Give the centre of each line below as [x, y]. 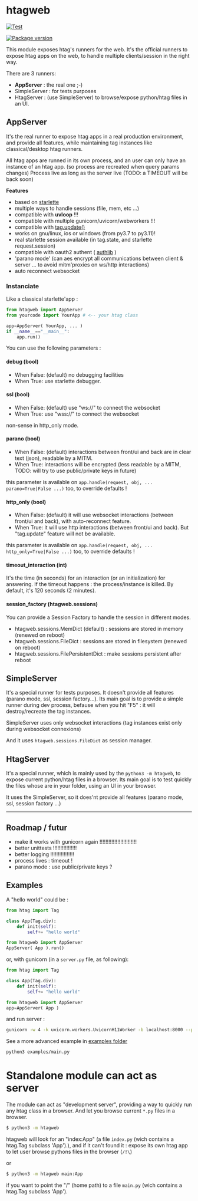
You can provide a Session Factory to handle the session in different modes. [99, 617]
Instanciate [23, 286]
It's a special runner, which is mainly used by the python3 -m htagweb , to [93, 774]
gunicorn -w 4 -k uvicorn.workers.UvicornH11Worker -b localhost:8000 [95, 1030]
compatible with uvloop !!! [46, 214]
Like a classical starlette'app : [42, 299]
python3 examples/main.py [38, 1052]
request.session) [35, 246]
